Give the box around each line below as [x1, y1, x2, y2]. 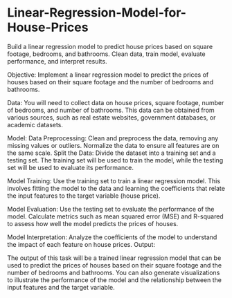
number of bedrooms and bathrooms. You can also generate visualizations [7, 268, 220, 277]
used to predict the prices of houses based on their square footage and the [7, 261, 222, 269]
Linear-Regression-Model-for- [7, 5, 187, 21]
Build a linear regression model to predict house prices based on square [7, 42, 213, 50]
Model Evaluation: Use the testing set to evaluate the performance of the [7, 205, 215, 213]
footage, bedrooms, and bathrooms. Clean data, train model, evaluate [7, 50, 206, 58]
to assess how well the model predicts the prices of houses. [7, 219, 179, 227]
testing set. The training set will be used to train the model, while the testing [7, 156, 224, 164]
